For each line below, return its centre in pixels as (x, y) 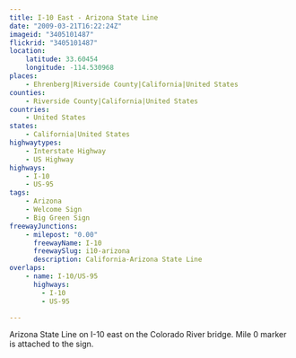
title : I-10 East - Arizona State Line (84, 17)
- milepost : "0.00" (62, 234)
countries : (30, 109)
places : (24, 76)
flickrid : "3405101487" (54, 43)
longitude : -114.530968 (70, 68)
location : (28, 51)
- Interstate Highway (65, 151)
